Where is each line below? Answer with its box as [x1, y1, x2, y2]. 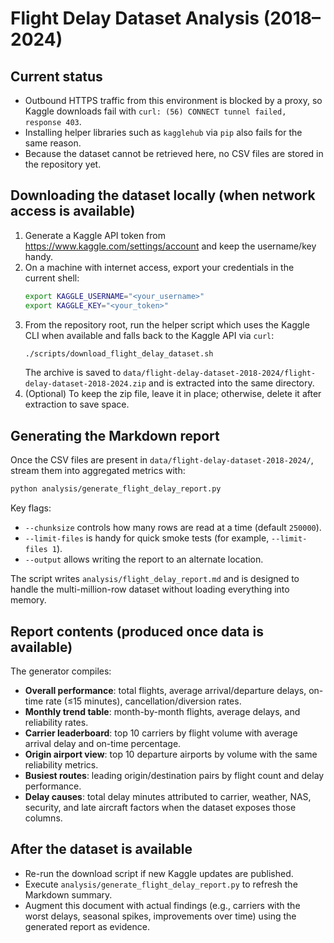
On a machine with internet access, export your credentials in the [24, 261, 295, 273]
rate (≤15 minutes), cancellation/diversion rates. [45, 695, 242, 707]
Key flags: [10, 502, 52, 514]
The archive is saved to [24, 367, 122, 379]
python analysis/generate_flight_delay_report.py [10, 484, 222, 494]
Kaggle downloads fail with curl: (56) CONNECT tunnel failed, [24, 105, 287, 117]
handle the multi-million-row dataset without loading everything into [10, 583, 290, 596]
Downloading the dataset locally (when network [10, 187, 316, 204]
